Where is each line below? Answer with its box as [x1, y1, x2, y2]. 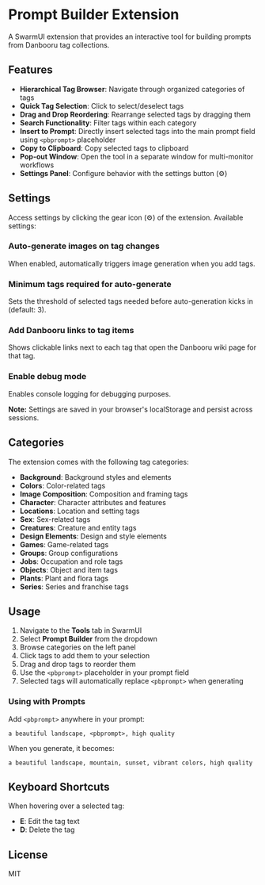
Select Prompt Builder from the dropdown [19, 634, 158, 644]
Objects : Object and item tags [19, 565, 119, 574]
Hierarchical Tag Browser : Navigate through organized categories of [19, 84, 245, 94]
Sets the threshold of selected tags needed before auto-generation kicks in [8, 297, 253, 306]
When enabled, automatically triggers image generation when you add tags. [8, 259, 256, 268]
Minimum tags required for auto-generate [8, 278, 172, 289]
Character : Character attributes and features [19, 497, 166, 507]
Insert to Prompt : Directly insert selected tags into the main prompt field [19, 126, 256, 136]
